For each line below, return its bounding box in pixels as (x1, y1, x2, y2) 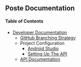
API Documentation (20, 56, 60, 62)
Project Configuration (20, 40, 65, 46)
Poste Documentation (5, 4, 75, 13)
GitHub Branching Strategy (20, 35, 76, 41)
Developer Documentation (12, 29, 67, 35)
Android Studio (27, 45, 59, 51)
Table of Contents (5, 18, 44, 24)
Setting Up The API (27, 50, 67, 57)
